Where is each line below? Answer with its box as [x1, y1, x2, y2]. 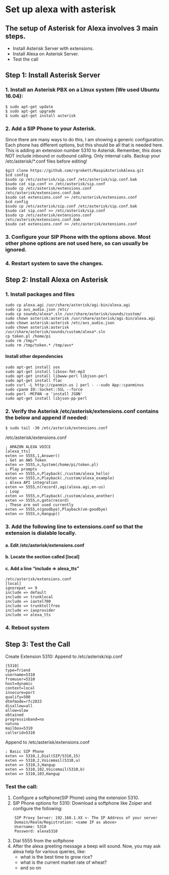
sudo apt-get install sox [5, 365, 60, 370]
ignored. [5, 246, 27, 253]
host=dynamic [5, 681, 33, 686]
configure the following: [12, 806, 62, 812]
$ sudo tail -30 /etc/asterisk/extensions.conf [5, 426, 108, 431]
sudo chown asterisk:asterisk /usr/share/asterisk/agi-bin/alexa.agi [5, 316, 156, 321]
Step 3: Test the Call [5, 640, 71, 649]
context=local [5, 686, 36, 691]
